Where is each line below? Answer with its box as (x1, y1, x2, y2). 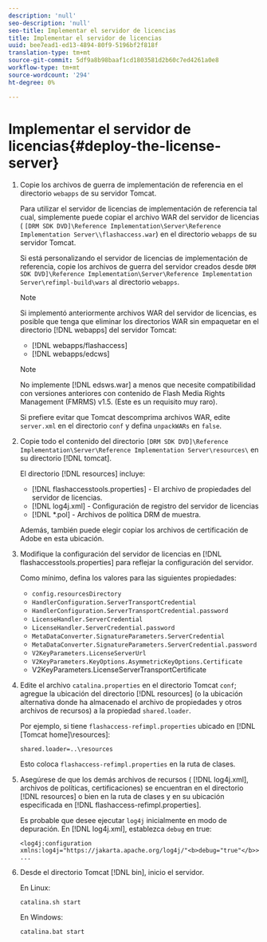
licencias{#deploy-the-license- (8, 137, 222, 155)
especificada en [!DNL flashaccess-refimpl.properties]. (19, 800, 202, 810)
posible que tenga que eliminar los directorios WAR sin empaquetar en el (19, 317, 259, 327)
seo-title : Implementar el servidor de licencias (8, 26, 177, 34)
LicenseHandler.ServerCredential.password (31, 624, 175, 632)
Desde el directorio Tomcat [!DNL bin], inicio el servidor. (19, 868, 205, 877)
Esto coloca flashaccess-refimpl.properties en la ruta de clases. (19, 759, 236, 769)
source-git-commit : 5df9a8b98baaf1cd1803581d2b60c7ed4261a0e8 (8, 57, 219, 65)
